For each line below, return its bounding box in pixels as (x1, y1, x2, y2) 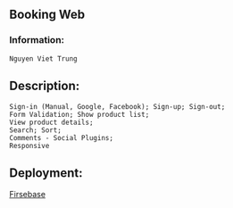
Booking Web (9, 7, 86, 22)
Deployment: (9, 165, 83, 180)
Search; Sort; (9, 125, 62, 135)
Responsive (9, 141, 50, 150)
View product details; (9, 118, 94, 127)
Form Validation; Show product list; (9, 110, 150, 119)
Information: (9, 34, 65, 46)
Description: (9, 79, 80, 94)
